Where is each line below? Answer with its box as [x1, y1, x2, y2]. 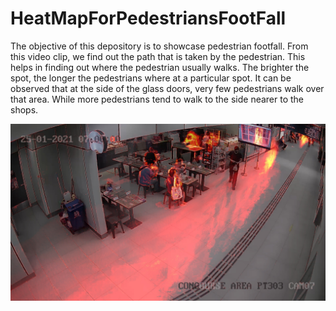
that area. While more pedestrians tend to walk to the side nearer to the [10, 93, 305, 105]
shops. [10, 103, 39, 116]
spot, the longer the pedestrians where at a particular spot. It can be [10, 72, 292, 84]
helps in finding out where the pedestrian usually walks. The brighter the [10, 61, 310, 73]
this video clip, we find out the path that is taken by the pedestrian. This [10, 50, 306, 62]
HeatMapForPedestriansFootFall [10, 7, 287, 30]
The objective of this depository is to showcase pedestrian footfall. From [10, 40, 309, 52]
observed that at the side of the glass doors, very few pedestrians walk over [10, 82, 325, 94]
